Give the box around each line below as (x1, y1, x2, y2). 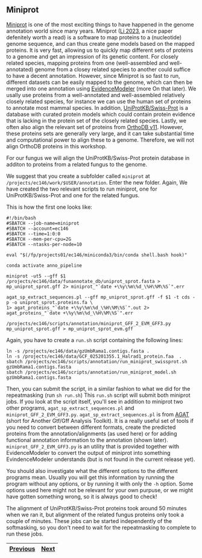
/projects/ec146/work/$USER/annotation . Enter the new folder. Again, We (6, 179, 188, 186)
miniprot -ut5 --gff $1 (6, 273, 66, 279)
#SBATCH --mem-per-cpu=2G (6, 236, 71, 242)
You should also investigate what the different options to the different (6, 467, 178, 474)
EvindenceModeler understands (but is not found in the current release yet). (6, 455, 195, 463)
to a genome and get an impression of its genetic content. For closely (6, 52, 179, 60)
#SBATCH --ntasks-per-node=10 (6, 241, 83, 247)
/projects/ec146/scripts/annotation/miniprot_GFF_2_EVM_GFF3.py (6, 320, 171, 326)
